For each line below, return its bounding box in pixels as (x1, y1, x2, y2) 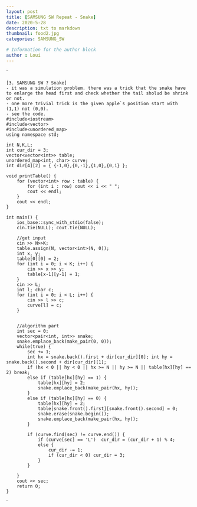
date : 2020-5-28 (6, 19, 46, 25)
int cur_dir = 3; (6, 147, 49, 153)
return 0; (17, 483, 41, 489)
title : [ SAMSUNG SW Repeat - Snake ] (6, 14, 96, 20)
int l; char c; (17, 287, 54, 292)
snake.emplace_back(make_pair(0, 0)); (17, 338, 112, 344)
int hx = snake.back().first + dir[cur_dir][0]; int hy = (27, 354, 173, 360)
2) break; (6, 369, 31, 375)
